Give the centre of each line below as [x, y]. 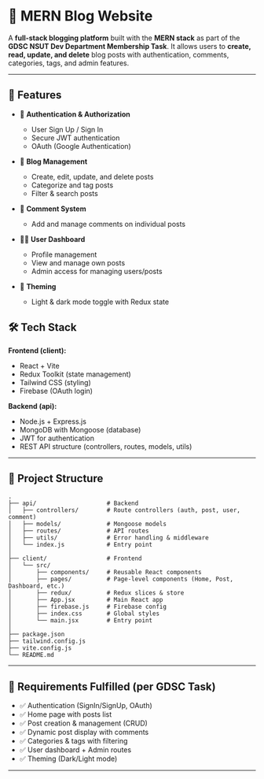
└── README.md [31, 655]
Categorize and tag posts [72, 185]
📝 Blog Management [53, 161]
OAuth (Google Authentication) [81, 146]
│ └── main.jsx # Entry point [81, 621]
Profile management [64, 254]
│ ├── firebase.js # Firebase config [88, 607]
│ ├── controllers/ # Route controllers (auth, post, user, [125, 510]
